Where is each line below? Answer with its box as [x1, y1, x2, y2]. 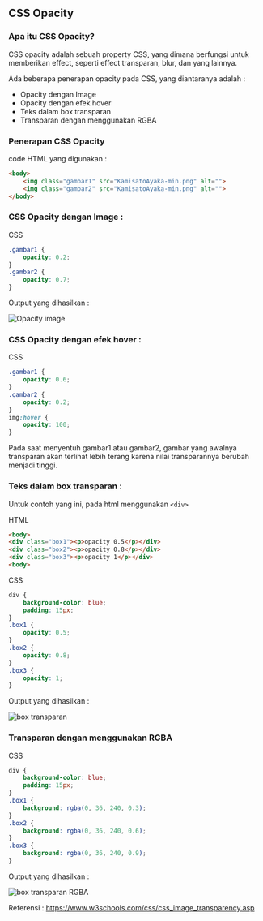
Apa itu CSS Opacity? [8, 31, 95, 42]
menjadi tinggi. [8, 460, 58, 470]
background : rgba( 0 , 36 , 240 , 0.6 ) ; [23, 827, 147, 835]
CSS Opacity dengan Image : [8, 211, 124, 222]
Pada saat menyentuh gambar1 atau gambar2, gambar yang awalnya [8, 443, 237, 453]
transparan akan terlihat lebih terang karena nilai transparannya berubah [8, 452, 249, 462]
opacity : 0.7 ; [23, 276, 70, 284]
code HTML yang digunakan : [8, 153, 108, 163]
